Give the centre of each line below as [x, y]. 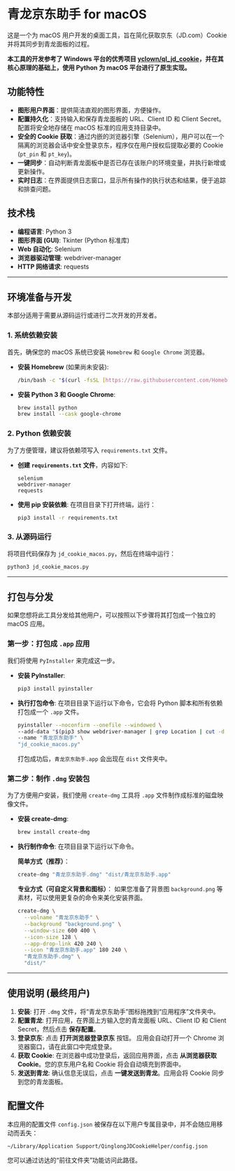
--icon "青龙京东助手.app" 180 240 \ [76, 950]
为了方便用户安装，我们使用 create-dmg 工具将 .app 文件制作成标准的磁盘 [112, 795]
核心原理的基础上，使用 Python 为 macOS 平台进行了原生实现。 [99, 67]
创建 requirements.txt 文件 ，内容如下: [72, 465]
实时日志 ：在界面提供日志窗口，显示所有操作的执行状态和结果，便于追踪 [121, 180]
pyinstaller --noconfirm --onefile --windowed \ [90, 725]
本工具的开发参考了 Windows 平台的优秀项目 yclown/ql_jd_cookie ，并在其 [115, 59]
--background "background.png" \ [73, 924]
